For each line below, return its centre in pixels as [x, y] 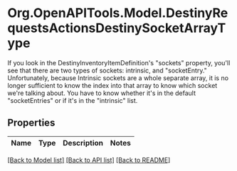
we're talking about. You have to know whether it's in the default [102, 93]
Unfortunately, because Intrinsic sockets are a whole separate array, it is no [118, 78]
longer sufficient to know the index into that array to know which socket [112, 85]
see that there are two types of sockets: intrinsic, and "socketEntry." [107, 70]
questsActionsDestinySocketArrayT [117, 28]
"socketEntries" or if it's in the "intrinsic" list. [73, 100]
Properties [31, 123]
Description [83, 143]
